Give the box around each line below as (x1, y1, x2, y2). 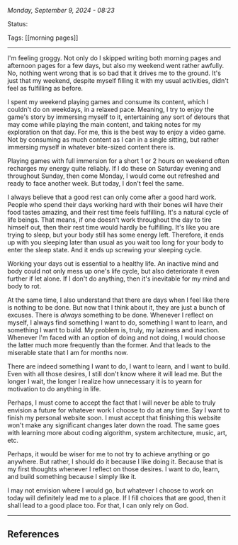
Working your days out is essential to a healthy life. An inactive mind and (7, 259, 220, 268)
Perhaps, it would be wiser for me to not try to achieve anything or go (7, 450, 210, 458)
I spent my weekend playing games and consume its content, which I (7, 98, 209, 106)
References (7, 528, 59, 541)
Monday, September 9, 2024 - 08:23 (7, 6, 115, 14)
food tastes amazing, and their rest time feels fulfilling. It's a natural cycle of (7, 208, 229, 216)
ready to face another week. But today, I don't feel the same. (7, 179, 184, 187)
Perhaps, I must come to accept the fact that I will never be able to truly (7, 398, 216, 407)
